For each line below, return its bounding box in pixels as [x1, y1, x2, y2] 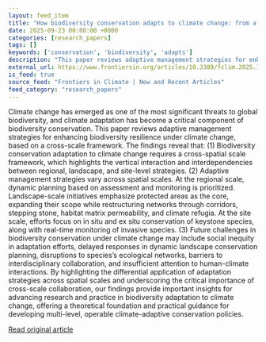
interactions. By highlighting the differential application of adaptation [8, 267, 232, 277]
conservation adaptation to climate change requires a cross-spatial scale [8, 149, 246, 159]
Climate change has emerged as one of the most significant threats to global [8, 107, 258, 117]
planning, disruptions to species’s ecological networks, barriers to [8, 251, 223, 260]
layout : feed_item [8, 11, 69, 20]
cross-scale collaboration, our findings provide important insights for [8, 284, 233, 294]
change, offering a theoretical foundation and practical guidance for [8, 301, 230, 310]
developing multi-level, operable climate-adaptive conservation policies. [8, 309, 244, 319]
